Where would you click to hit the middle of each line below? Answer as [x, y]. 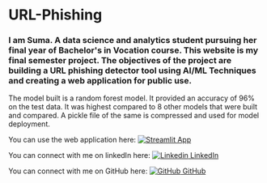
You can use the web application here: [72, 140]
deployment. [29, 124]
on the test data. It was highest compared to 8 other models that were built [133, 107]
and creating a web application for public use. [100, 81]
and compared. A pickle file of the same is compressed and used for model [134, 116]
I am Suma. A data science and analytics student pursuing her [133, 40]
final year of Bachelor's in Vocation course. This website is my [133, 50]
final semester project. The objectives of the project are [120, 61]
